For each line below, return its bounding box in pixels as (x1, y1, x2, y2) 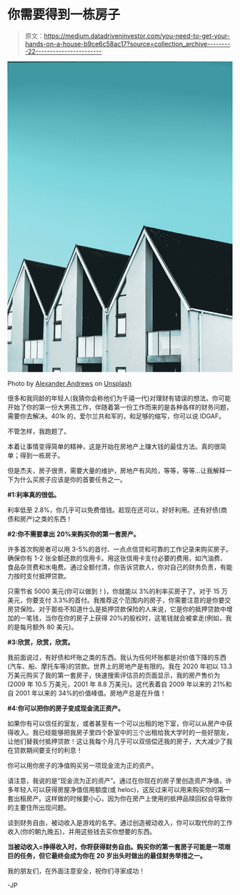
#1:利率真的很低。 (7, 490, 61, 499)
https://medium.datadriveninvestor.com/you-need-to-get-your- (44, 31, 231, 40)
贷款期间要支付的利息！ (13, 746, 83, 754)
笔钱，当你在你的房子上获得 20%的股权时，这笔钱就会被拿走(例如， (26, 613, 226, 622)
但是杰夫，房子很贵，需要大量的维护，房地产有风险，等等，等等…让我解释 (7, 466, 226, 475)
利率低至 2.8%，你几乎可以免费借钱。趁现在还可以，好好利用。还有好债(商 (7, 505, 227, 514)
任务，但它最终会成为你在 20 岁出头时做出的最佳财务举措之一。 (19, 851, 206, 860)
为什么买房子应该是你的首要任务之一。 (13, 475, 126, 483)
